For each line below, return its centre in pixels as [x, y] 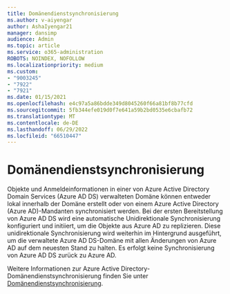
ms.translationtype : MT [41, 116]
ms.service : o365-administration [55, 53]
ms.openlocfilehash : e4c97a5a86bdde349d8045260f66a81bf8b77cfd [100, 104]
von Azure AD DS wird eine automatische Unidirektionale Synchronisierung [114, 219]
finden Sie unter [125, 276]
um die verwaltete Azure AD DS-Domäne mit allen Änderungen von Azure [112, 241]
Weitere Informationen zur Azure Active [63, 269]
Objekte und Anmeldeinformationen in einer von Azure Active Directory [108, 189]
